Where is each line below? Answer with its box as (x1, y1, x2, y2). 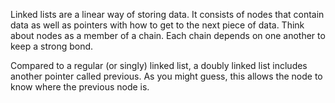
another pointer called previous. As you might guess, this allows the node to (10, 70, 323, 82)
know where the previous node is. (10, 81, 150, 93)
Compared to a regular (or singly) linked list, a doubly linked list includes (10, 60, 308, 71)
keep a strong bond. (10, 40, 94, 52)
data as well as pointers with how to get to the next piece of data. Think (10, 19, 305, 31)
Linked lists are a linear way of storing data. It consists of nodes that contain (10, 9, 325, 20)
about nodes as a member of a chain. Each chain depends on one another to (10, 30, 326, 41)
